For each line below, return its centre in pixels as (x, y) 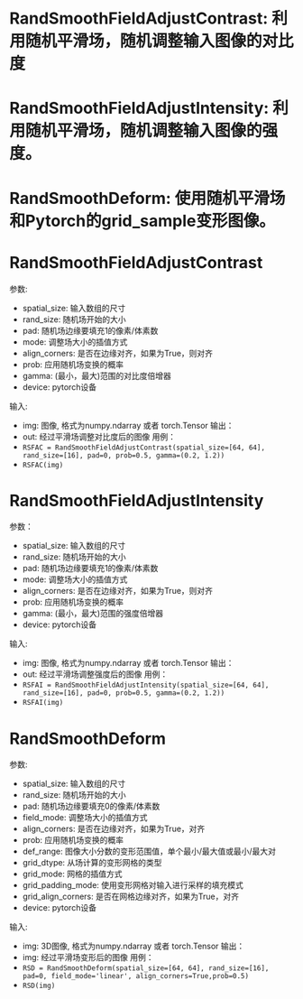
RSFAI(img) (43, 703)
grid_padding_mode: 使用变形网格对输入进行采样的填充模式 (133, 885)
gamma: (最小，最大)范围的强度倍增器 (93, 614)
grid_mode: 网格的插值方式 (72, 874)
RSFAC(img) (43, 465)
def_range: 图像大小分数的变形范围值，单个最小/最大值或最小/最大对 (149, 851)
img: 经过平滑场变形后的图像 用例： (88, 957)
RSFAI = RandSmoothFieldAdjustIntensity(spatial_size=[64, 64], (146, 685)
